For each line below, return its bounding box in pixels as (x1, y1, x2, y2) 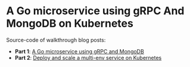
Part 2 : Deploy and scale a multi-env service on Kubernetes (14, 54, 162, 61)
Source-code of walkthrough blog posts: (6, 36, 106, 43)
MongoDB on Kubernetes (6, 17, 134, 30)
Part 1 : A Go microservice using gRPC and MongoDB (14, 47, 144, 55)
